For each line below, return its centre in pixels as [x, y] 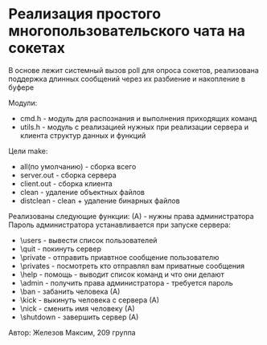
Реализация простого [85, 14]
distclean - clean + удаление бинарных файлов [100, 201]
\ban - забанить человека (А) [70, 291]
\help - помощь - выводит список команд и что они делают [122, 274]
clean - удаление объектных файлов [82, 192]
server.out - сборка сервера [68, 175]
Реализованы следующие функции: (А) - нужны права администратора [131, 216]
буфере [21, 87]
